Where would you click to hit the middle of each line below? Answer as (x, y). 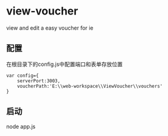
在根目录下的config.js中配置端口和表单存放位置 (64, 64)
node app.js (21, 126)
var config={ (23, 76)
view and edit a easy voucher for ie (50, 28)
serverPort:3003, (39, 81)
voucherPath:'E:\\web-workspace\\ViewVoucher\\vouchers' (90, 86)
